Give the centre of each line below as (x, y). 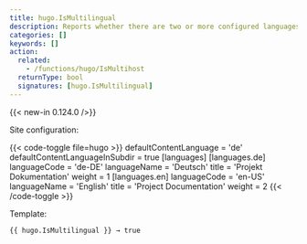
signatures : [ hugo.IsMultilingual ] (85, 86)
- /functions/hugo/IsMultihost (85, 69)
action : (24, 52)
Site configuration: (44, 130)
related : (34, 60)
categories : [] (38, 35)
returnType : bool (51, 78)
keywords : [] (34, 43)
